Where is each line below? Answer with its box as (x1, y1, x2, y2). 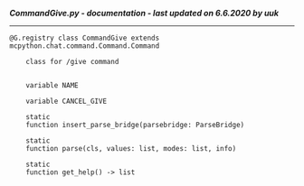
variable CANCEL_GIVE (25, 97, 107, 106)
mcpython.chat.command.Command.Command (9, 42, 160, 51)
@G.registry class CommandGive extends (9, 33, 160, 42)
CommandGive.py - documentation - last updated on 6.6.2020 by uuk (9, 8, 279, 18)
